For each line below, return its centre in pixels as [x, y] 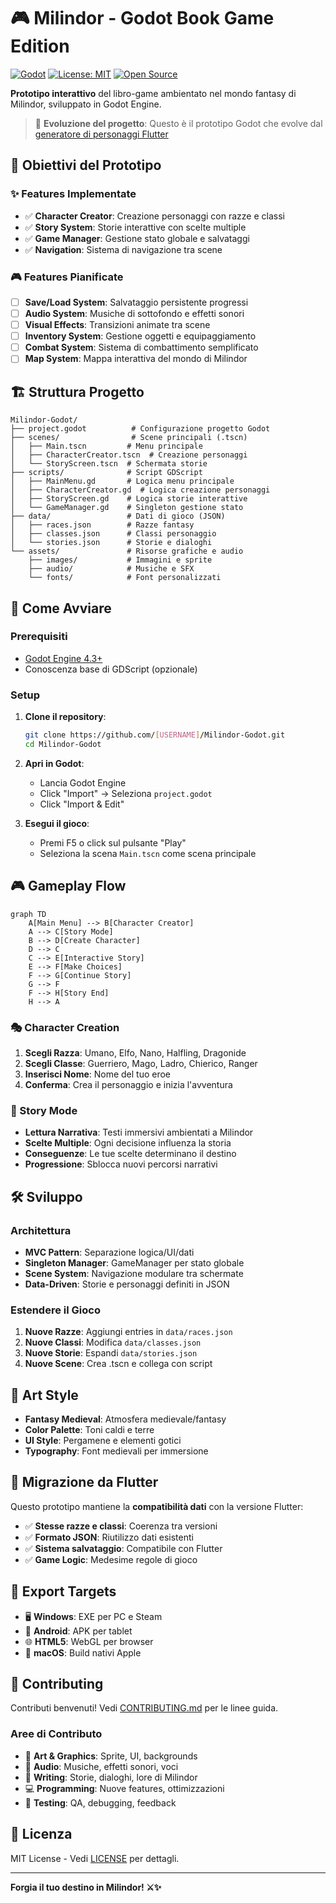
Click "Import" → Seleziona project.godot [126, 793]
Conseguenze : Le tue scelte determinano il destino [130, 1154]
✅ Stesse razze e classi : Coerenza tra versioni [121, 1526]
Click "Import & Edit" [82, 804]
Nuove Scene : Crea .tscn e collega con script [118, 1364]
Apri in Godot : [54, 763]
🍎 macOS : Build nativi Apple [83, 1652]
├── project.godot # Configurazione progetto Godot [140, 429]
